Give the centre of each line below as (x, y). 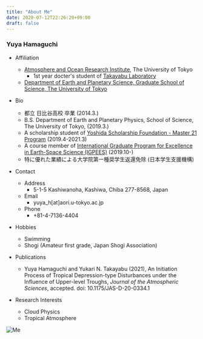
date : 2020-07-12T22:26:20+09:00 (48, 18)
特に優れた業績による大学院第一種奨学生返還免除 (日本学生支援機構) (109, 159)
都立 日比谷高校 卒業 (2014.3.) (61, 113)
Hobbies (25, 227)
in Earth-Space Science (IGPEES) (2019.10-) (79, 152)
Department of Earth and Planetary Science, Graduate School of (104, 82)
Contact (25, 171)
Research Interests (38, 300)
